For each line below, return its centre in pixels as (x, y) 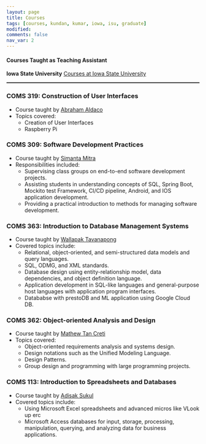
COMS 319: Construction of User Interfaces (72, 96)
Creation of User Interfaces (59, 122)
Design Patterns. (45, 359)
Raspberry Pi (41, 129)
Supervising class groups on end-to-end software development (105, 171)
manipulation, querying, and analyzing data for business (95, 428)
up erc (32, 415)
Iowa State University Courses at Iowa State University (76, 73)
